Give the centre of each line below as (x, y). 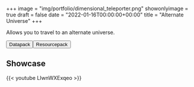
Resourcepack (52, 44)
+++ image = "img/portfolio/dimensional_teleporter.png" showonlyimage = (97, 9)
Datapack (20, 44)
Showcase (26, 64)
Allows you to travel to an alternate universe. (61, 32)
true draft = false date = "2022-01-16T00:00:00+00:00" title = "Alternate (95, 15)
